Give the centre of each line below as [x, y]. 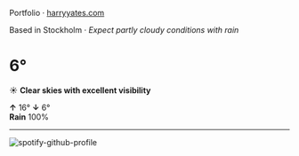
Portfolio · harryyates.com [57, 13]
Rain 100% [29, 117]
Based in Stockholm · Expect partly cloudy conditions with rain [124, 30]
